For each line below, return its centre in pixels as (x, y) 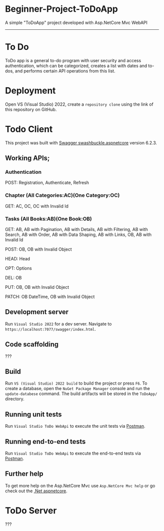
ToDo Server (31, 511)
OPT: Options (19, 268)
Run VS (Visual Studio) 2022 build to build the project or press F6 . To (76, 383)
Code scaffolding (32, 344)
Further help (24, 474)
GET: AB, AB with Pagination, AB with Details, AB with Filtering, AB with (76, 230)
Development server (37, 312)
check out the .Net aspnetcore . (36, 491)
